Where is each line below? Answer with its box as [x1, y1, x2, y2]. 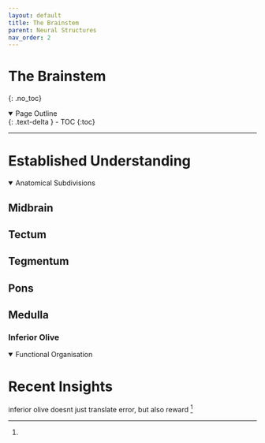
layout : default [8, 11, 62, 20]
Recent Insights [8, 378, 113, 395]
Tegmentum [8, 255, 69, 268]
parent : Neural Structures [8, 26, 97, 34]
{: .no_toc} [8, 94, 42, 103]
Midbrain [8, 201, 54, 214]
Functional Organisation [15, 350, 93, 359]
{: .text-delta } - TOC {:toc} [8, 117, 96, 127]
